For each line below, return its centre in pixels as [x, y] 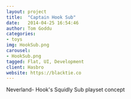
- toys [14, 39]
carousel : [19, 51]
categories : [21, 34]
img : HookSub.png [28, 45]
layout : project [26, 12]
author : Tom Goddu [29, 28]
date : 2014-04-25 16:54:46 [42, 23]
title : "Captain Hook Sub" [41, 17]
